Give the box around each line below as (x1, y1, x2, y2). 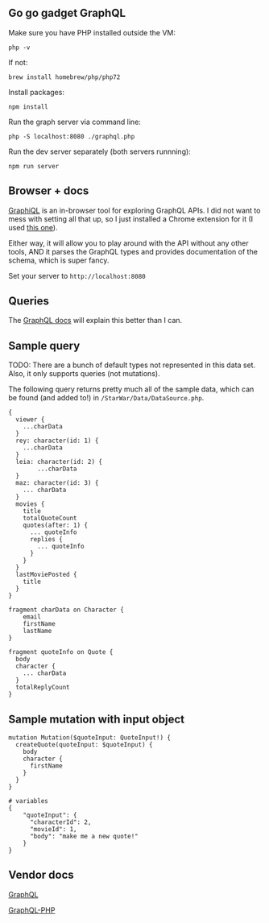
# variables (8, 797, 48, 805)
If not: (8, 57, 28, 67)
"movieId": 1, (29, 826, 78, 834)
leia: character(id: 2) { (15, 458, 103, 466)
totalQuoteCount (23, 515, 78, 523)
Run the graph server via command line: (8, 117, 141, 126)
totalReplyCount (15, 684, 70, 692)
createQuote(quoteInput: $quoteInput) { (15, 741, 153, 749)
